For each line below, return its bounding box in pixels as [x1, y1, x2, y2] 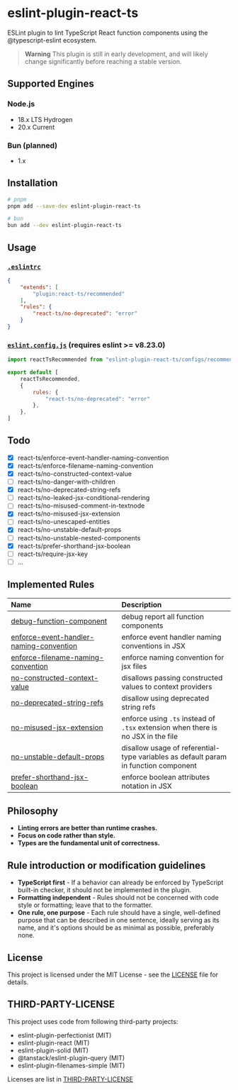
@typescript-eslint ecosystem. [7, 35, 97, 44]
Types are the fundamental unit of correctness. [17, 839, 161, 847]
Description [121, 599, 162, 609]
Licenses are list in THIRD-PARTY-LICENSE [7, 1074, 133, 1083]
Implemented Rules [7, 579, 95, 591]
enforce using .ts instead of [121, 713, 216, 723]
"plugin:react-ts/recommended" [33, 290, 125, 297]
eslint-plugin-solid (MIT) [17, 1046, 89, 1055]
